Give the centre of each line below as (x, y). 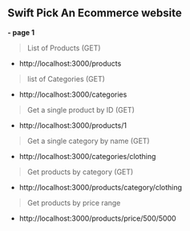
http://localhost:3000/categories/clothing (87, 156)
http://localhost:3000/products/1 (73, 125)
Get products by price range (74, 202)
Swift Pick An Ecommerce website (95, 13)
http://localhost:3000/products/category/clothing (100, 187)
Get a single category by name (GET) (88, 141)
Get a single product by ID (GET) (81, 110)
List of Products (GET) (64, 48)
